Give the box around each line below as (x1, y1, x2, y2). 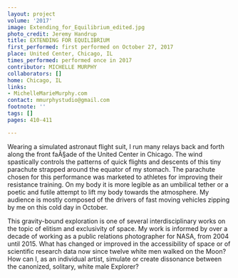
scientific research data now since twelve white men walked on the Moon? (7, 247, 227, 255)
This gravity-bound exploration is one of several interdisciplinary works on (7, 217, 226, 225)
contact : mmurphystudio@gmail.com (7, 97, 110, 104)
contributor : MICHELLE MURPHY (7, 63, 98, 71)
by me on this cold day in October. (7, 202, 108, 211)
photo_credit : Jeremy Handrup (7, 30, 98, 38)
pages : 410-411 (7, 116, 53, 123)
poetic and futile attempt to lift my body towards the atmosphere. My (7, 187, 209, 196)
